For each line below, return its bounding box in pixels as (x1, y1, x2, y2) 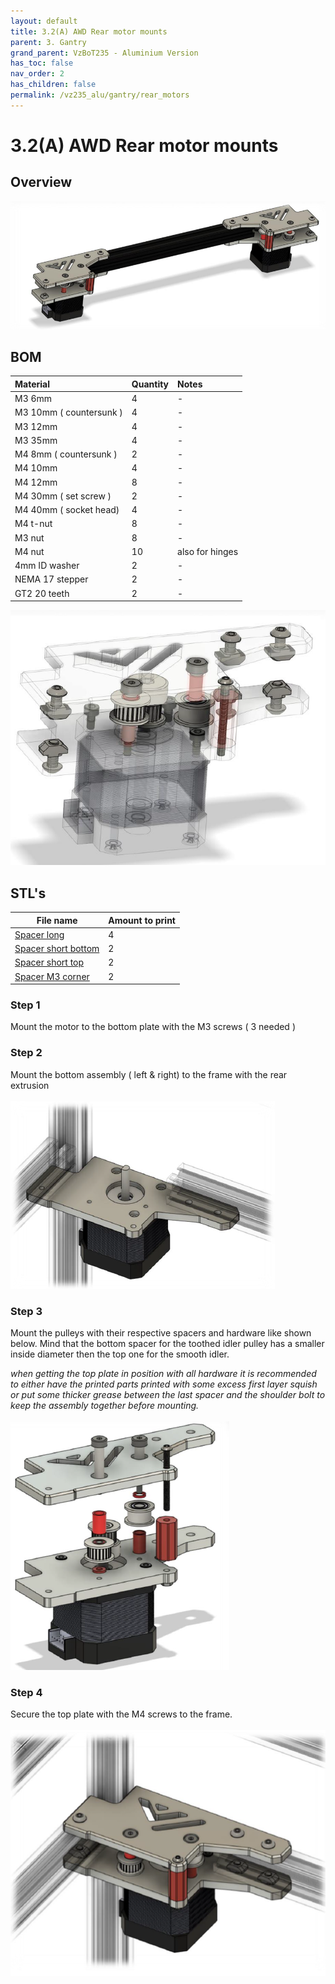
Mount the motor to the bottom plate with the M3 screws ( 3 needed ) (10, 1021, 296, 1033)
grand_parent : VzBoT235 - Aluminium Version (10, 48, 199, 58)
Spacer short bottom (14, 943, 100, 955)
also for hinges (177, 545, 239, 557)
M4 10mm (14, 462, 58, 474)
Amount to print (108, 914, 176, 926)
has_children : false (10, 80, 97, 90)
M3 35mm (14, 434, 58, 446)
